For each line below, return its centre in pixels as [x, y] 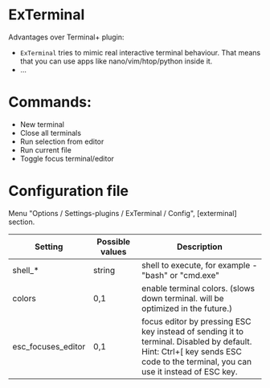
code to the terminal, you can [197, 361]
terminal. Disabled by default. [197, 341]
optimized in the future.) [187, 308]
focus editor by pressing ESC [196, 321]
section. [22, 222]
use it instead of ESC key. [190, 371]
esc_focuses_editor [49, 346]
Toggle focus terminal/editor [67, 158]
